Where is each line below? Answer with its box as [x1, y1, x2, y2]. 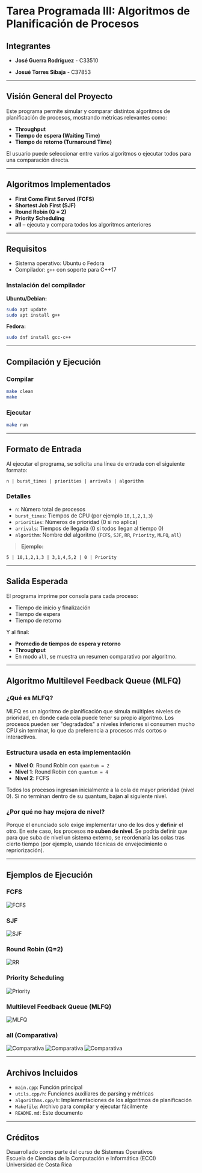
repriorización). [6, 847, 44, 854]
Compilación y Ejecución [6, 356, 101, 367]
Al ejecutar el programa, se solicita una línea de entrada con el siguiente [6, 460, 185, 467]
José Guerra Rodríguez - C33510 [14, 57, 99, 64]
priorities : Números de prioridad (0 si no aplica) [14, 519, 138, 526]
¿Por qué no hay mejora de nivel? [6, 807, 105, 815]
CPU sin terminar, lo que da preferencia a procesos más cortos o [6, 727, 167, 734]
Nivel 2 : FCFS [14, 774, 50, 782]
